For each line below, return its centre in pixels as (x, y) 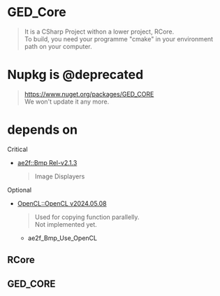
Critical (17, 149)
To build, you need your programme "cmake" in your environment (119, 38)
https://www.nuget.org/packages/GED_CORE (89, 94)
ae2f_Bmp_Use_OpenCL (63, 238)
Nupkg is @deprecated (75, 75)
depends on (43, 130)
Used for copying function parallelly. (87, 217)
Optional (20, 190)
